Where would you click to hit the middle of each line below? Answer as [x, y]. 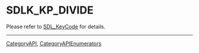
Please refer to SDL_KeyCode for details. [56, 26]
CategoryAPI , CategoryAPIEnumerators [54, 43]
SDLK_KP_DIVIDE [50, 10]
